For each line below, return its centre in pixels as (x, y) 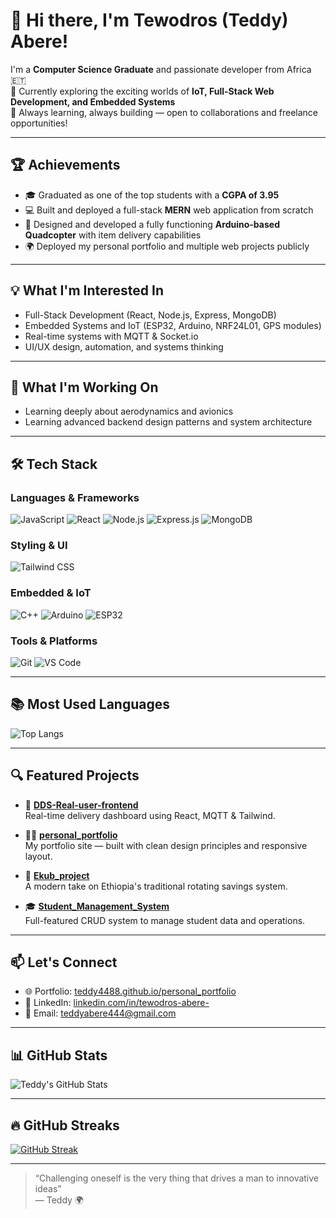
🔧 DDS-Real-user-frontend (81, 805)
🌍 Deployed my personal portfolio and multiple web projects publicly (167, 246)
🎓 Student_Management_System (97, 906)
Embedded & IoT (51, 593)
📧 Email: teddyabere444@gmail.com (100, 1013)
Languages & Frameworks (75, 497)
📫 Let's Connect (64, 962)
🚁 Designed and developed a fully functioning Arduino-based (152, 224)
